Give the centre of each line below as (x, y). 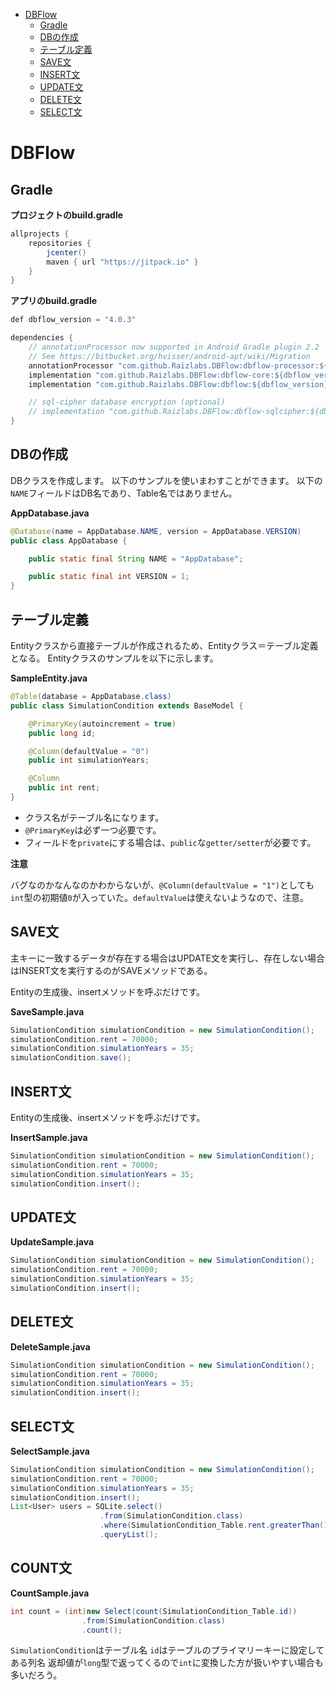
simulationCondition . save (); (71, 1058)
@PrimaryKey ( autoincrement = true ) (102, 724)
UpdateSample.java (52, 1242)
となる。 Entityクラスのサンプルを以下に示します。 (114, 658)
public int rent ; (64, 788)
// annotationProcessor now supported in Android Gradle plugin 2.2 (174, 347)
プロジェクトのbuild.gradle (67, 215)
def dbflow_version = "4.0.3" (73, 320)
